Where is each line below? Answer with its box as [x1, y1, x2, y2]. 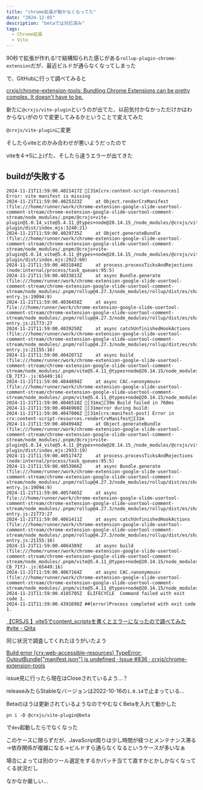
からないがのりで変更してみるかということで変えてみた [6, 113, 144, 120]
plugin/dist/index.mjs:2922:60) [6, 257, 88, 263]
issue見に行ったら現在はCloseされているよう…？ [6, 674, 128, 682]
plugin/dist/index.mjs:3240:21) [6, 225, 88, 231]
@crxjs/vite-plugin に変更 [6, 127, 71, 133]
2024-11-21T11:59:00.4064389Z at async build [6, 542, 134, 548]
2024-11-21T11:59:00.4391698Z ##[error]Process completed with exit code [6, 601, 196, 607]
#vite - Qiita [6, 624, 36, 631]
